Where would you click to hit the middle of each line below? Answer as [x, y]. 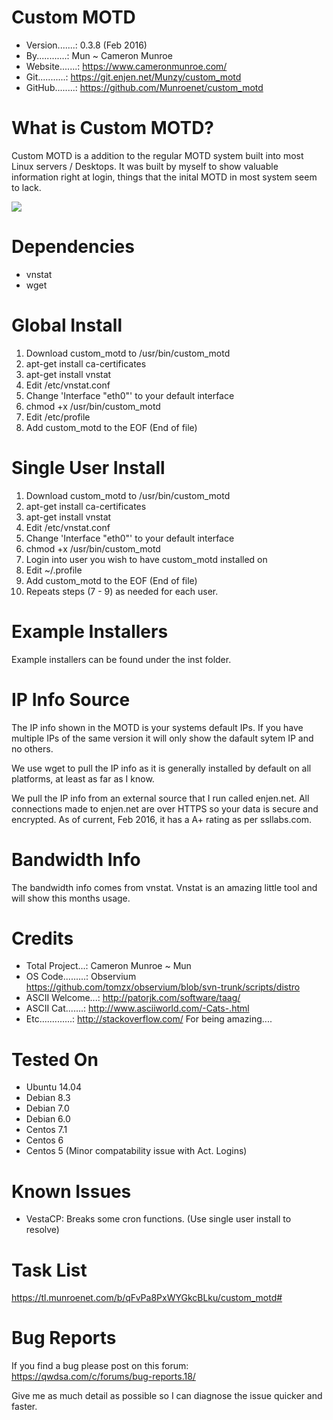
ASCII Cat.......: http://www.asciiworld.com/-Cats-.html [137, 1008]
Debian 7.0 [47, 1108]
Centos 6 [44, 1140]
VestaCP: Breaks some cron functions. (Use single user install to [158, 1219]
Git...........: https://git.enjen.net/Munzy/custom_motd [133, 77]
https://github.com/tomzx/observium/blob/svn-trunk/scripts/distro [163, 987]
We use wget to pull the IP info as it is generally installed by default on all [161, 768]
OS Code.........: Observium [81, 977]
